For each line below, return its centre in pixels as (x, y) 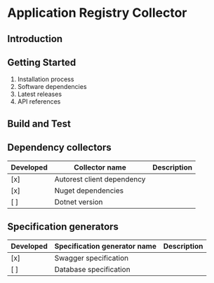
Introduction (35, 39)
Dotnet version (79, 202)
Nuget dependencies (89, 191)
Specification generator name (105, 247)
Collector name (100, 167)
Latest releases (39, 94)
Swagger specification (91, 258)
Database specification (93, 270)
